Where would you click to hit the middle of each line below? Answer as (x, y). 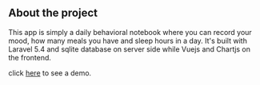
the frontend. (30, 57)
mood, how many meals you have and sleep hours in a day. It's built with (128, 41)
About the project (53, 13)
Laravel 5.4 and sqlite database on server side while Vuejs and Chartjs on (129, 49)
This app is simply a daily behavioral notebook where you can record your (130, 32)
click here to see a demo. (50, 73)
